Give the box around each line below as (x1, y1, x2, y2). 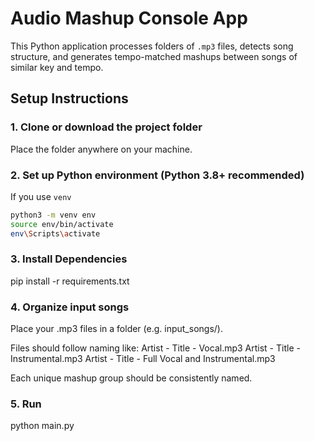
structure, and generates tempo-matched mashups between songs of (10, 50, 298, 62)
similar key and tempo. (10, 61, 104, 73)
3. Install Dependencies (10, 252, 128, 266)
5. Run (10, 397, 42, 411)
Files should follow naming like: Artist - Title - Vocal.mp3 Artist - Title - (10, 342, 301, 354)
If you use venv (10, 190, 72, 202)
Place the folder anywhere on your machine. (10, 143, 193, 155)
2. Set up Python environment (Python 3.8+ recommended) (10, 168, 305, 182)
